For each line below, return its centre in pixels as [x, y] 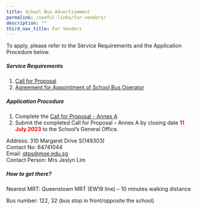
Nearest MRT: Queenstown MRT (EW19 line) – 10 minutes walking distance [98, 189]
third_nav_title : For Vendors [44, 29]
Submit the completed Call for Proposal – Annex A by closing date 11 [100, 123]
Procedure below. [28, 52]
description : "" [27, 23]
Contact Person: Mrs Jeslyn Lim [46, 160]
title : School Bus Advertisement [48, 12]
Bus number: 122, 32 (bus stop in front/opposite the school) [80, 201]
